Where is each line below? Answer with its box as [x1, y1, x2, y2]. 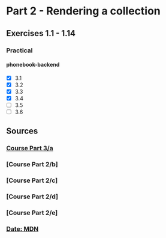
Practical [6, 46, 33, 55]
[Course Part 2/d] [6, 192, 59, 201]
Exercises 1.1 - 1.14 [6, 28, 76, 38]
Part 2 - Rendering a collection [6, 4, 161, 18]
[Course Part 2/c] [6, 176, 58, 185]
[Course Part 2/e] [6, 209, 58, 217]
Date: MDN [6, 225, 39, 233]
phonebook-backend [6, 61, 60, 69]
